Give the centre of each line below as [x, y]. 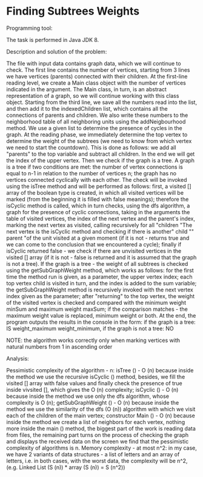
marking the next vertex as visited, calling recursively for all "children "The [99, 225]
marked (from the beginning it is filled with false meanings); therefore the [98, 199]
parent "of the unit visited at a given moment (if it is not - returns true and [98, 238]
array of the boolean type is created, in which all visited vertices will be [95, 192]
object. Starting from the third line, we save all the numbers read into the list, [102, 102]
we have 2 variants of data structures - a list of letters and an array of [93, 454]
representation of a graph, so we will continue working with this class [93, 96]
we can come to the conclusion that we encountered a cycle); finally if [94, 244]
